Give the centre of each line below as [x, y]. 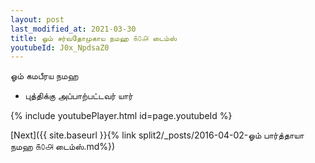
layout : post [37, 19]
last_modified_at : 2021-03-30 [73, 29]
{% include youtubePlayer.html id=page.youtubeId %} [121, 116]
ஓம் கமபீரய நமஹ [44, 76]
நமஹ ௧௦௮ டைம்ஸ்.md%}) [63, 147]
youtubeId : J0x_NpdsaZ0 [60, 47]
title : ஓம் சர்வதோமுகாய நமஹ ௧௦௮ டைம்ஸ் [93, 38]
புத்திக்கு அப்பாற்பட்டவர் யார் [78, 96]
